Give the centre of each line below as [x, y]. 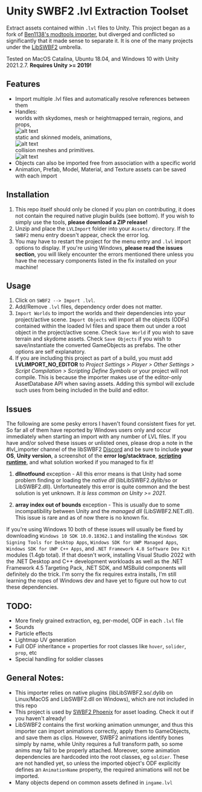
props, [23, 124]
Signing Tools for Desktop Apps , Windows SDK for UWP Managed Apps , [92, 542]
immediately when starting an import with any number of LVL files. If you [96, 436]
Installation [28, 195]
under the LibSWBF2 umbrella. [44, 47]
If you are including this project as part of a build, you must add [94, 358]
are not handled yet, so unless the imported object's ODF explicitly [98, 763]
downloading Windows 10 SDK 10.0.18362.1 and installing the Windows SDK [97, 536]
